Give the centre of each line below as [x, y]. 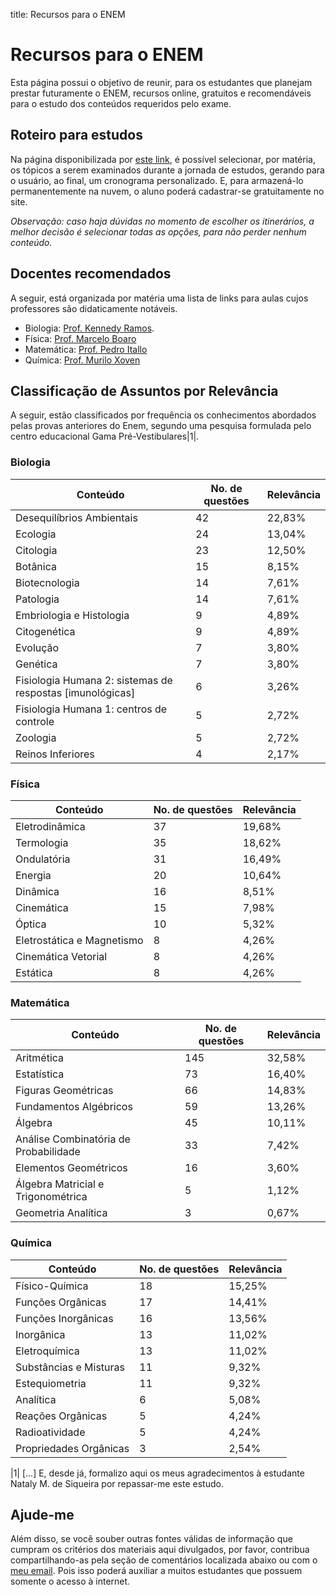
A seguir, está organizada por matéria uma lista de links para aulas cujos [159, 298]
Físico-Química [52, 1286]
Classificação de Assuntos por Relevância [144, 390]
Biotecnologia [47, 582]
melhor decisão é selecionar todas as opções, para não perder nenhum [158, 231]
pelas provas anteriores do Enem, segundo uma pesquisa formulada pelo [161, 426]
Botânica [36, 566]
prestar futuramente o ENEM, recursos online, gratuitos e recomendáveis [161, 93]
